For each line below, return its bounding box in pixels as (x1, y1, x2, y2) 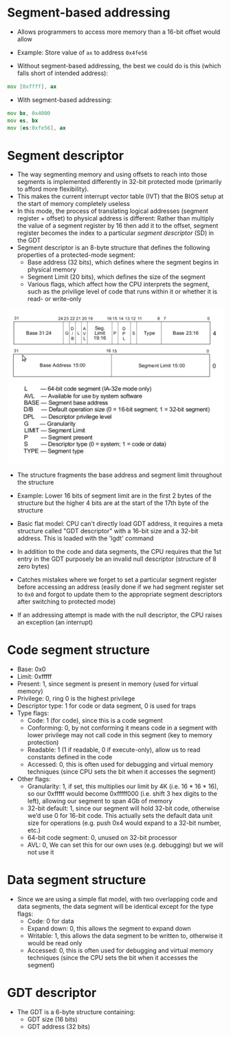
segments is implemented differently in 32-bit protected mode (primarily (16, 178, 222, 186)
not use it (27, 848, 54, 856)
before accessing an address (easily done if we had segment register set (16, 583, 224, 591)
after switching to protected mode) (16, 597, 116, 606)
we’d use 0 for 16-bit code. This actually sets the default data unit (27, 812, 213, 820)
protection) (27, 739, 59, 747)
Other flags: (16, 775, 52, 783)
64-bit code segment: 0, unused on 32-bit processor (27, 834, 177, 842)
